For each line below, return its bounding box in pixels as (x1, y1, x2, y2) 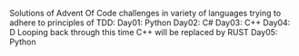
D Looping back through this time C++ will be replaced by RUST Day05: (9, 27, 278, 37)
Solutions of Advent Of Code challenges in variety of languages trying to (9, 8, 282, 18)
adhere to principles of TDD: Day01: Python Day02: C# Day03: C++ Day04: (9, 17, 291, 28)
